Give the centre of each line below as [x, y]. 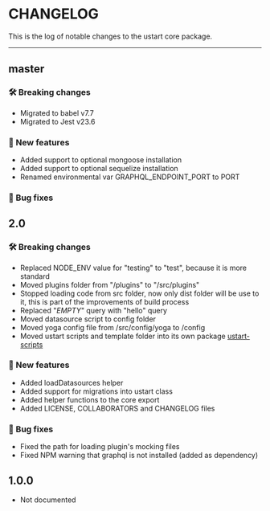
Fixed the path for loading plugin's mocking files [100, 447]
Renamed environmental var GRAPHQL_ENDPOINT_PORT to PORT [130, 177]
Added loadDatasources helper [72, 382]
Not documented [48, 500]
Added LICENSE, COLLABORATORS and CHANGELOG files [117, 408]
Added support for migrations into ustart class [96, 391]
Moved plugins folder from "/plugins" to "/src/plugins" [110, 284]
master [27, 69]
